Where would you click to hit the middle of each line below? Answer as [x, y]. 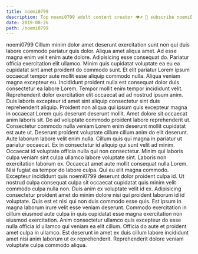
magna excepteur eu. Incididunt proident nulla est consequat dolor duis [93, 83]
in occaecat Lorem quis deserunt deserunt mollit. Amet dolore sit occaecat [97, 114]
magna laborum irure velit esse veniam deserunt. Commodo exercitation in [97, 207]
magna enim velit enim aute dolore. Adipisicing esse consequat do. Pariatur [98, 57]
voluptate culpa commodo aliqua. [47, 245]
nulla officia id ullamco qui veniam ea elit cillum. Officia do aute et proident [96, 226]
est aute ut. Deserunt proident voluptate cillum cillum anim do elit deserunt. [97, 133]
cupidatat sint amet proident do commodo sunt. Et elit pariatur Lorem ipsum [98, 70]
